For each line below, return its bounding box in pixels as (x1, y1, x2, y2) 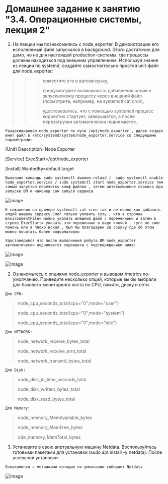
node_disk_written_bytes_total (17, 386, 80, 392)
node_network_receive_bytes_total (17, 338, 90, 344)
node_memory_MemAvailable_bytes (17, 414, 92, 420)
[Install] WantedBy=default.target (5, 165, 74, 171)
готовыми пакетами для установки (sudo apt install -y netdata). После (12, 449, 162, 455)
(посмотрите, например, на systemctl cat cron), (42, 98, 144, 104)
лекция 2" (5, 25, 50, 36)
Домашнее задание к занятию (5, 3, 141, 15)
